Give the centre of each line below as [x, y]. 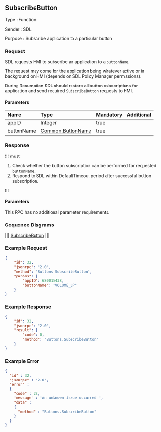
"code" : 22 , [27, 394]
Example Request [26, 248]
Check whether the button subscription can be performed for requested [84, 165]
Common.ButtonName [66, 131]
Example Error [22, 361]
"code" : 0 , [34, 335]
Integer [49, 123]
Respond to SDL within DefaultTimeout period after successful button [82, 176]
